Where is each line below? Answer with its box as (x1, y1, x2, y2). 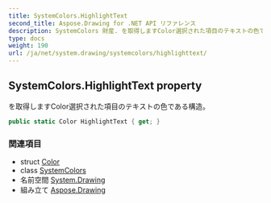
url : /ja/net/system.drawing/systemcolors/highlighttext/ (8, 49, 207, 57)
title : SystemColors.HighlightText (8, 11, 128, 20)
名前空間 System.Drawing (19, 175, 106, 184)
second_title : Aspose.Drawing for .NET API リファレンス (8, 19, 196, 27)
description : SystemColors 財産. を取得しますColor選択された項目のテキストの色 (8, 27, 260, 35)
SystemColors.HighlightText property (8, 79, 202, 93)
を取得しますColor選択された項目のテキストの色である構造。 (8, 101, 211, 111)
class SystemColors (19, 165, 86, 175)
